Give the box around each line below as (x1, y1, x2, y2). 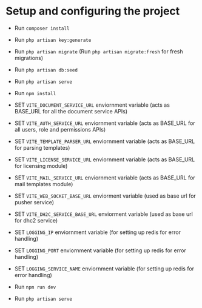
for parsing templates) (14, 144, 70, 151)
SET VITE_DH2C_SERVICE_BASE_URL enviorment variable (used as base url (14, 210, 194, 218)
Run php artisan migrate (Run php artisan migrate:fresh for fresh (14, 47, 183, 55)
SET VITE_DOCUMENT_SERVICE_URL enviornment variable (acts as (14, 101, 170, 109)
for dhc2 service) (14, 216, 58, 224)
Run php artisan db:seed (14, 65, 78, 73)
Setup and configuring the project (5, 4, 180, 18)
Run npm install (14, 89, 56, 96)
